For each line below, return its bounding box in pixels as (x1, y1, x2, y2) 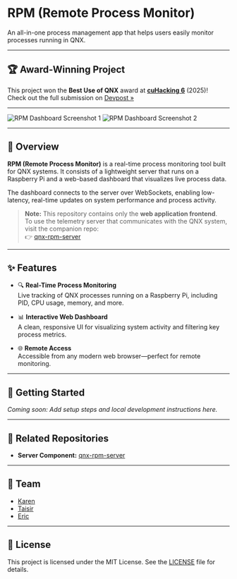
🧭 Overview (7, 141, 59, 153)
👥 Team (7, 478, 41, 490)
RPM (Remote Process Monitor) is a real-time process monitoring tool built (7, 159, 226, 168)
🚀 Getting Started (7, 386, 85, 398)
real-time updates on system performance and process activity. (31, 195, 217, 204)
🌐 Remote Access (17, 344, 72, 353)
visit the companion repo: (24, 224, 99, 233)
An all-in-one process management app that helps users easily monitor (7, 28, 214, 37)
